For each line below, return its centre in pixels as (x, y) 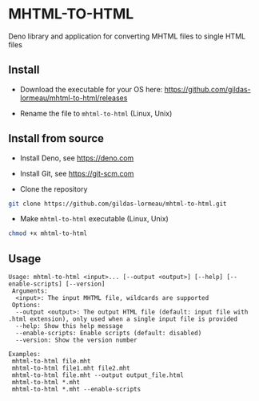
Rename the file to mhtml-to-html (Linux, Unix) (96, 113)
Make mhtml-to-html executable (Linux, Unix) (94, 219)
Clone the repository (54, 188)
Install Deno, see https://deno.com (77, 158)
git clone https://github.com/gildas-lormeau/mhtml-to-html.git (118, 204)
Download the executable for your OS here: (91, 89)
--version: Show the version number (76, 340)
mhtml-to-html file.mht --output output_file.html (98, 375)
